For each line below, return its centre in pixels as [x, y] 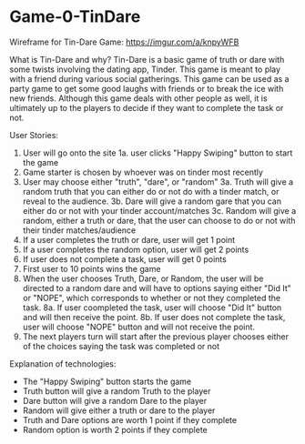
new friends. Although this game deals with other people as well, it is [138, 98]
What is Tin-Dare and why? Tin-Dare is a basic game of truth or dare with [147, 59]
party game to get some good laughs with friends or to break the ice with [147, 88]
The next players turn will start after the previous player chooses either [156, 336]
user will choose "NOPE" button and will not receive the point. [139, 327]
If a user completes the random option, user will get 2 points [136, 249]
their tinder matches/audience [79, 230]
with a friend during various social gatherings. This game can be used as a [149, 78]
